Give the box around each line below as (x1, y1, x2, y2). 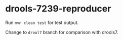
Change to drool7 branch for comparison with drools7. (5, 29, 118, 35)
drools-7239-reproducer (5, 3, 111, 14)
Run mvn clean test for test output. (5, 19, 79, 25)
